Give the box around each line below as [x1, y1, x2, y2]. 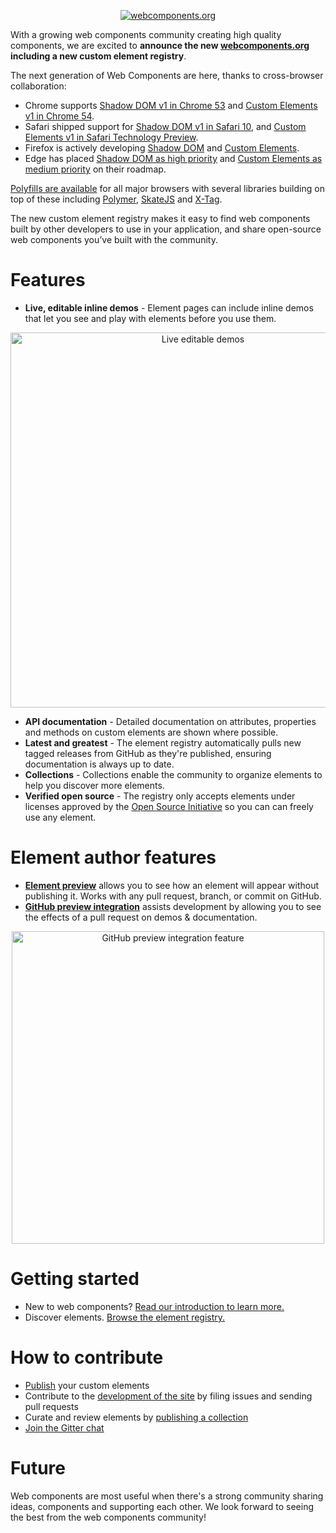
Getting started [10, 1268, 140, 1290]
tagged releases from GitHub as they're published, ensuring [24, 747, 272, 759]
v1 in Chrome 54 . [24, 110, 95, 122]
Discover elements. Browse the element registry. [24, 1311, 226, 1323]
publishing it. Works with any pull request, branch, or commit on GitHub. [24, 890, 322, 902]
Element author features [10, 846, 217, 869]
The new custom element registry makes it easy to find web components [10, 213, 311, 224]
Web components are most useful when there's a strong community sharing [10, 1490, 324, 1502]
